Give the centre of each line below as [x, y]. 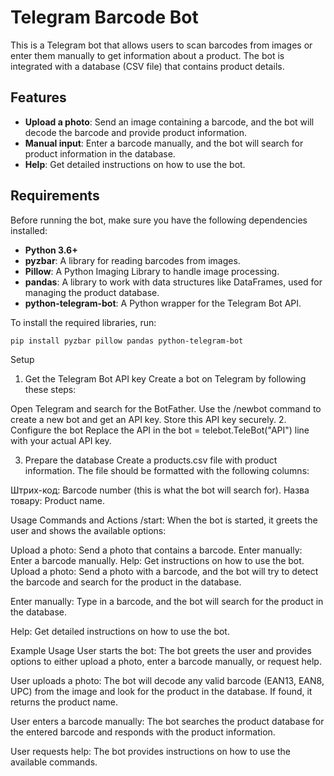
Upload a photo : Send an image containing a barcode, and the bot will [169, 122]
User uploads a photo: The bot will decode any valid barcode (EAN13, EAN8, [167, 681]
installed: [29, 230]
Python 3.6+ [51, 250]
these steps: [50, 390]
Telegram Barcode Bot [104, 17]
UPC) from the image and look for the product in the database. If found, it [161, 692]
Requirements [55, 196]
